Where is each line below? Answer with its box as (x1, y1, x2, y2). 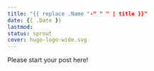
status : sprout (7, 30, 53, 37)
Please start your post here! (7, 56, 89, 64)
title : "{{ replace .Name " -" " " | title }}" (7, 10, 148, 18)
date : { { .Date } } (7, 17, 62, 24)
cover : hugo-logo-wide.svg (7, 37, 87, 44)
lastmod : (7, 23, 33, 30)
